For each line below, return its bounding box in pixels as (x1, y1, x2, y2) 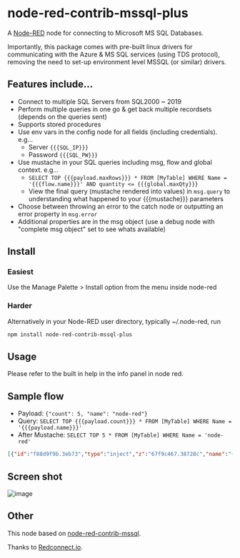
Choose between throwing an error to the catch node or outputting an (17, 202, 224, 210)
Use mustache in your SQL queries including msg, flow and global (17, 158, 212, 166)
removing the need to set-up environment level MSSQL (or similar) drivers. (7, 57, 226, 66)
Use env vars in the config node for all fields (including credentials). (17, 127, 218, 136)
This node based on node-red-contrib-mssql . (7, 529, 141, 537)
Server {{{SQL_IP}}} (28, 143, 89, 151)
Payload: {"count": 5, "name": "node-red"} (17, 409, 148, 418)
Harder (7, 301, 32, 311)
